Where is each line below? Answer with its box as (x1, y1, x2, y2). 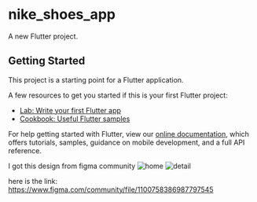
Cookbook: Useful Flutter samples (19, 114, 130, 123)
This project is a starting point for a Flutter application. (8, 75, 184, 84)
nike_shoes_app (8, 6, 116, 24)
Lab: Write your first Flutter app (19, 105, 122, 115)
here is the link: (8, 176, 58, 185)
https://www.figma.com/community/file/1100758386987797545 (8, 185, 214, 194)
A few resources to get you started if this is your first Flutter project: (8, 90, 228, 100)
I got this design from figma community (8, 161, 136, 171)
